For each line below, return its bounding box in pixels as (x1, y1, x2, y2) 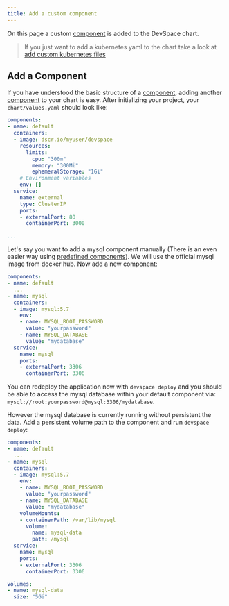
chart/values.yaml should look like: (7, 103, 109, 112)
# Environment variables (19, 175, 91, 182)
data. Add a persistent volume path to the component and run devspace (7, 418, 210, 427)
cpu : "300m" (32, 155, 67, 162)
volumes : (7, 580, 33, 587)
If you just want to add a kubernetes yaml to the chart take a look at (24, 42, 217, 51)
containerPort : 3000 (25, 220, 85, 227)
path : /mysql (32, 536, 70, 543)
